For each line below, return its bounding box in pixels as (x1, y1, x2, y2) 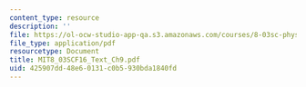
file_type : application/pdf (9, 38, 117, 48)
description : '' (9, 22, 71, 31)
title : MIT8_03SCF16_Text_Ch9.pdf (9, 55, 141, 64)
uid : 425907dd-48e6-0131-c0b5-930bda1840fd (9, 64, 178, 73)
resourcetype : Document (9, 47, 100, 56)
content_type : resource (9, 13, 100, 23)
